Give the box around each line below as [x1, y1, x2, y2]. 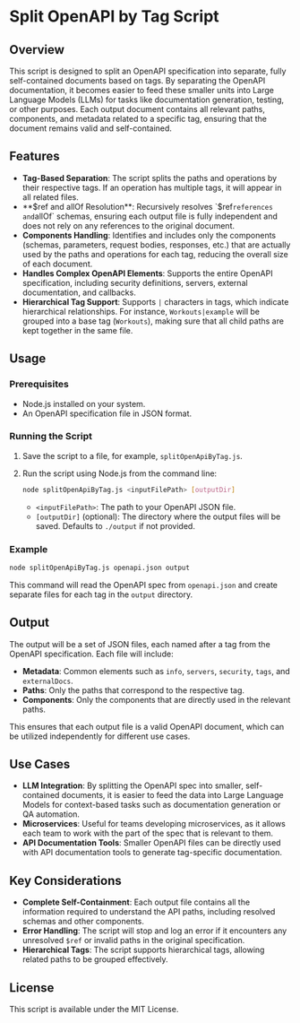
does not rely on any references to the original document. [21, 220, 236, 230]
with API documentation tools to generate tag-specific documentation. [21, 847, 283, 858]
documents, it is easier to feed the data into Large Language [61, 790, 284, 801]
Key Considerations [9, 872, 123, 889]
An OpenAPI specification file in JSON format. [21, 408, 193, 419]
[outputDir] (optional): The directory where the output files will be [35, 511, 281, 522]
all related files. [21, 191, 79, 203]
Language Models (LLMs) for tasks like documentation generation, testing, [9, 94, 285, 105]
